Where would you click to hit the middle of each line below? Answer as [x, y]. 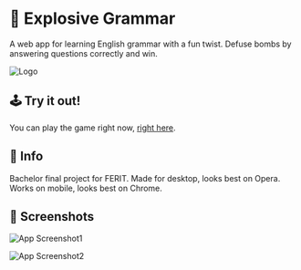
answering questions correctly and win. [83, 53]
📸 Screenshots [52, 217]
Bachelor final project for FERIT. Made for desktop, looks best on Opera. [145, 178]
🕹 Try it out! [45, 101]
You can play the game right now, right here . [93, 128]
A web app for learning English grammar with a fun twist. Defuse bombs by [150, 44]
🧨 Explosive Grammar [93, 19]
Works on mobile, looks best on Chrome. [86, 188]
